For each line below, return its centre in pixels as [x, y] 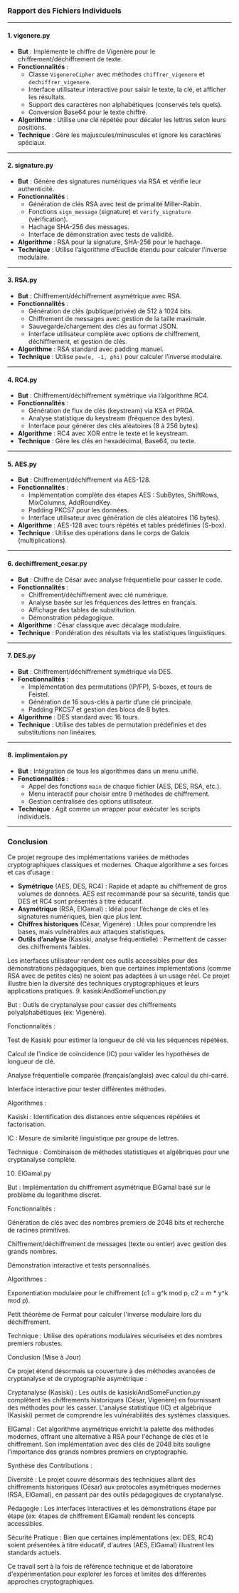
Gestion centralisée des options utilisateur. [91, 801]
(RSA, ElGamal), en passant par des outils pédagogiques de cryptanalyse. [116, 1495]
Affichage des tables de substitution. [82, 610]
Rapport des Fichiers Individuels [65, 11]
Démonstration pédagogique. [71, 617]
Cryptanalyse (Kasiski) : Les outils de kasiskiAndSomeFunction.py [104, 1392]
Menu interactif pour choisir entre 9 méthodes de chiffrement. [119, 794]
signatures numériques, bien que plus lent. [80, 916]
